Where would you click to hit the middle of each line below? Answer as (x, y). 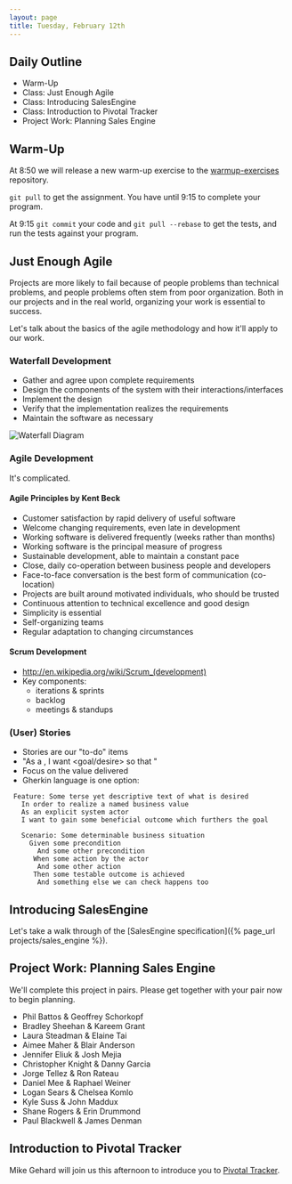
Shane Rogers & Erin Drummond (81, 1111)
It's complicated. (40, 478)
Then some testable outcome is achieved (109, 875)
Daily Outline (46, 62)
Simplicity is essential (62, 612)
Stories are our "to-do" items (75, 752)
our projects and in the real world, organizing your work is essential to (137, 301)
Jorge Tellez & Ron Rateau (70, 1073)
